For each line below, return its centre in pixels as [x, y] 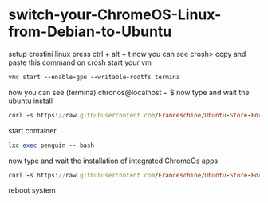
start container [33, 130]
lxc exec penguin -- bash [51, 145]
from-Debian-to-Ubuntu [90, 32]
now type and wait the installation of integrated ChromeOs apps [113, 161]
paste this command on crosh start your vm [80, 62]
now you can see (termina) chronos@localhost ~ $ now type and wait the [129, 92]
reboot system [32, 190]
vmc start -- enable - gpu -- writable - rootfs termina [94, 77]
